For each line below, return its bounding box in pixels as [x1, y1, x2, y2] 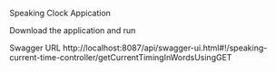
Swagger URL [9, 42, 62, 53]
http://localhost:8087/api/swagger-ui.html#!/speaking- [63, 42, 268, 53]
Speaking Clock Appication [9, 8, 112, 18]
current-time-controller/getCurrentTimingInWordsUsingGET [9, 52, 232, 62]
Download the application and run [9, 25, 136, 35]
